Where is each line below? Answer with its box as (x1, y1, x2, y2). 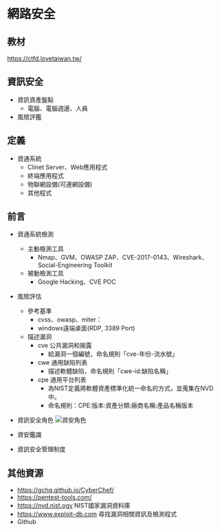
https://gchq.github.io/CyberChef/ (16, 486, 115, 495)
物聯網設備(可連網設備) (27, 180, 93, 188)
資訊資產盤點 (16, 95, 54, 104)
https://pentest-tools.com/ (16, 493, 92, 501)
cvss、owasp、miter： (37, 315, 102, 324)
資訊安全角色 (16, 416, 54, 425)
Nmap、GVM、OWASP (37, 253, 103, 262)
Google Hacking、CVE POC (37, 278, 117, 286)
